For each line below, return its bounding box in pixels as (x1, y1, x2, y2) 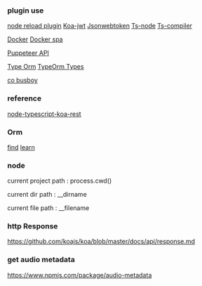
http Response (7, 221, 58, 231)
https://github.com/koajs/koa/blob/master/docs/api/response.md (7, 238, 195, 246)
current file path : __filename (7, 204, 90, 212)
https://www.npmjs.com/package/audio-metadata (7, 271, 152, 279)
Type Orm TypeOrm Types (7, 63, 84, 71)
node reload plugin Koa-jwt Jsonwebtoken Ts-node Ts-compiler (7, 22, 193, 30)
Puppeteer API (7, 48, 49, 58)
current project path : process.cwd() (7, 176, 112, 185)
